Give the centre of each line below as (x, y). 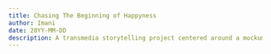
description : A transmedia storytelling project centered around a (124, 38)
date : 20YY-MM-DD (38, 30)
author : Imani (32, 23)
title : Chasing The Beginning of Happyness (83, 15)
